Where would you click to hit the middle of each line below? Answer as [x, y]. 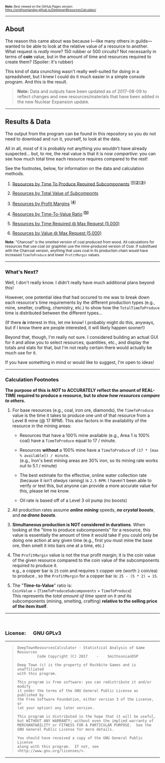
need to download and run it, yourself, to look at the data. [63, 139]
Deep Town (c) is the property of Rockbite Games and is [77, 665]
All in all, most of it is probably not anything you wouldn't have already [76, 148]
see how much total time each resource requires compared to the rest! [76, 159]
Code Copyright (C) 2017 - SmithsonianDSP [88, 656]
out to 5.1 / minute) [38, 466]
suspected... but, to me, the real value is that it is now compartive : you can [81, 153]
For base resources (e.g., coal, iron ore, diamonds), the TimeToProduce [83, 410]
